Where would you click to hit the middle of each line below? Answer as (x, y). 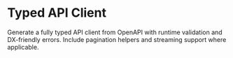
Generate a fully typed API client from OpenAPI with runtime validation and (115, 32)
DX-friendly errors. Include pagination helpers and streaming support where (117, 39)
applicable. (23, 47)
